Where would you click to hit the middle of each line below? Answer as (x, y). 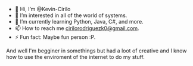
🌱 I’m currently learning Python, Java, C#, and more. (79, 22)
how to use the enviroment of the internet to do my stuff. (75, 57)
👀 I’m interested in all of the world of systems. (71, 15)
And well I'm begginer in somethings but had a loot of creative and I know (96, 51)
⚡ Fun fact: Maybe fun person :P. (55, 37)
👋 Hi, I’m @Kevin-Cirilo (43, 9)
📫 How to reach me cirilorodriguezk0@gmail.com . (77, 28)
